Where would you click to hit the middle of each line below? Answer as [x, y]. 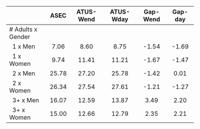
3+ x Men [26, 100]
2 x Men [24, 73]
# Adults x [23, 29]
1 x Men [24, 46]
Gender [20, 37]
